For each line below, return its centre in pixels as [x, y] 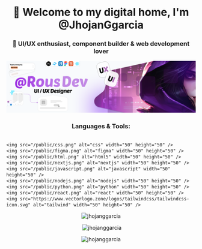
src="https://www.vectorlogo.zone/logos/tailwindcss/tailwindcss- [104, 199]
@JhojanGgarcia [101, 25]
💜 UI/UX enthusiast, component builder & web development [101, 44]
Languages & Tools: [101, 127]
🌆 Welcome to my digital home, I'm [101, 12]
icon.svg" [19, 205]
